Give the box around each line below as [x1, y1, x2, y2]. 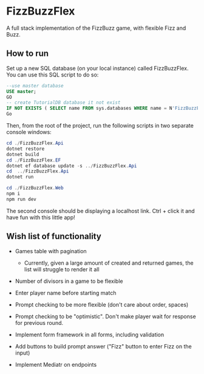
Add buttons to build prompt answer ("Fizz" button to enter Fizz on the [15, 342, 192, 350]
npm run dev [6, 196, 36, 202]
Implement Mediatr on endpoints [15, 361, 97, 368]
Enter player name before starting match [15, 289, 117, 296]
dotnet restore [6, 146, 45, 152]
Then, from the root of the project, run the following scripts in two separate [6, 122, 194, 129]
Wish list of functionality [6, 231, 101, 242]
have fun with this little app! [6, 214, 75, 221]
